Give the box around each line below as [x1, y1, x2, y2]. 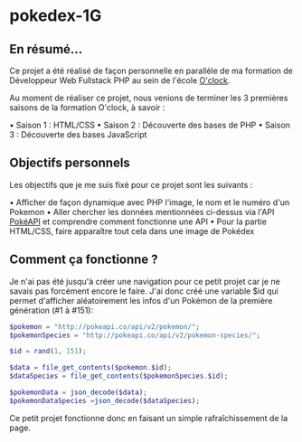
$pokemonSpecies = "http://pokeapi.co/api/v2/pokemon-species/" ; [9, 331, 260, 340]
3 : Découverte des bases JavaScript [9, 129, 147, 140]
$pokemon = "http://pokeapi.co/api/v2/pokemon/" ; [9, 322, 201, 331]
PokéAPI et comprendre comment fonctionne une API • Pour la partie [9, 216, 267, 227]
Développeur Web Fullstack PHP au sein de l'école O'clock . [9, 75, 231, 86]
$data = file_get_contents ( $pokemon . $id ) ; [9, 363, 172, 372]
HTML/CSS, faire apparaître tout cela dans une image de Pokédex [9, 225, 255, 236]
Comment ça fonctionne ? [9, 252, 158, 268]
